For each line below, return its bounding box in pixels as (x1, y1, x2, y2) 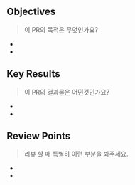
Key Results (6, 68, 61, 80)
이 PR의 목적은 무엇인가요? (23, 25, 99, 34)
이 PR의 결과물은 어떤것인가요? (23, 88, 110, 96)
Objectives (6, 6, 56, 18)
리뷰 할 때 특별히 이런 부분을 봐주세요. (23, 149, 129, 159)
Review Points (6, 130, 71, 142)
